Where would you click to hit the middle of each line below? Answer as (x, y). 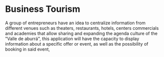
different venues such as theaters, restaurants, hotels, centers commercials (82, 28)
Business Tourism (43, 9)
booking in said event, (28, 49)
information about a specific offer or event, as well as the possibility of (77, 44)
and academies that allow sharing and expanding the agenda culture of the (82, 33)
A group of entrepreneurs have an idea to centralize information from (75, 23)
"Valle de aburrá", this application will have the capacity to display (72, 39)
